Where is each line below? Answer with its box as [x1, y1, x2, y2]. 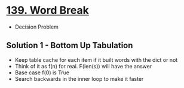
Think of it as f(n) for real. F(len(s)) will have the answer [14, 62, 152, 70]
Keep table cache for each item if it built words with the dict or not [14, 56, 178, 63]
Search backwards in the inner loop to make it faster [14, 75, 144, 82]
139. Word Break [6, 4, 90, 17]
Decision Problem [14, 23, 59, 30]
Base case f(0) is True [14, 69, 70, 76]
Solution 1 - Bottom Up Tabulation [6, 40, 133, 51]
